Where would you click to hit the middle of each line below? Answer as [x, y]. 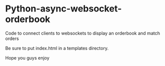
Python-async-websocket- [64, 9]
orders [12, 38]
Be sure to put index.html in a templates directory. [57, 48]
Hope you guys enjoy [27, 57]
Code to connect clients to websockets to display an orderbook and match [83, 33]
